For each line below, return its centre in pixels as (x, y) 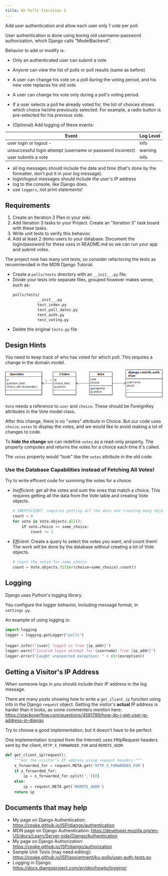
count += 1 (42, 532)
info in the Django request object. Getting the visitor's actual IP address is (81, 704)
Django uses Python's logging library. (44, 595)
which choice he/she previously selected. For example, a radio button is (87, 110)
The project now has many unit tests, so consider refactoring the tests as (81, 259)
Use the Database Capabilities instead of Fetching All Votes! (80, 470)
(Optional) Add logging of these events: (53, 125)
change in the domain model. (35, 362)
